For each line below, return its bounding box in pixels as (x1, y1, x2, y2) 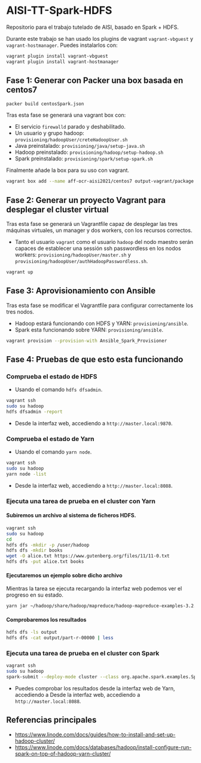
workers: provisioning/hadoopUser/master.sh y (14, 251, 132, 258)
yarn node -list (6, 471, 47, 477)
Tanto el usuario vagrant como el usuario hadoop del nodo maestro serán (14, 239, 193, 246)
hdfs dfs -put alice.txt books (6, 559, 84, 565)
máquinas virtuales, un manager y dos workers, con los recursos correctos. (6, 226, 193, 234)
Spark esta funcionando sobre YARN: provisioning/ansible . (14, 326, 163, 333)
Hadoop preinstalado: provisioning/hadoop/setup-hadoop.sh (14, 148, 164, 156)
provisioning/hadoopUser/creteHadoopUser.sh (14, 137, 128, 143)
